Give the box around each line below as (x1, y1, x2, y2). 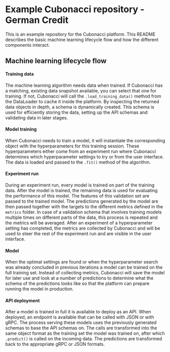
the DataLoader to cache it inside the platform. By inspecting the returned (5, 98, 159, 105)
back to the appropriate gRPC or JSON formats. (5, 341, 105, 347)
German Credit (5, 14, 69, 26)
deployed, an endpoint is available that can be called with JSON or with (5, 314, 154, 321)
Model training (5, 126, 37, 133)
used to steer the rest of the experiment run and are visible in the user (5, 230, 152, 237)
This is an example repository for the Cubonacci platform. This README (5, 31, 156, 37)
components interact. (5, 42, 50, 48)
